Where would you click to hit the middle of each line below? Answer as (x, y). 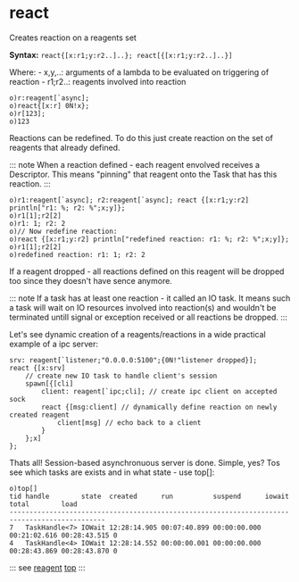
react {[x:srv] (37, 368)
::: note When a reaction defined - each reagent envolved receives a (135, 164)
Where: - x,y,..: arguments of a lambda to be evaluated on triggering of (139, 72)
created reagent (39, 415)
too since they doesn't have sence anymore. (91, 280)
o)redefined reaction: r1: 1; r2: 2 (77, 254)
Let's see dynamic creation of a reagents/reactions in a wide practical (137, 334)
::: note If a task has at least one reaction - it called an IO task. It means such (150, 298)
